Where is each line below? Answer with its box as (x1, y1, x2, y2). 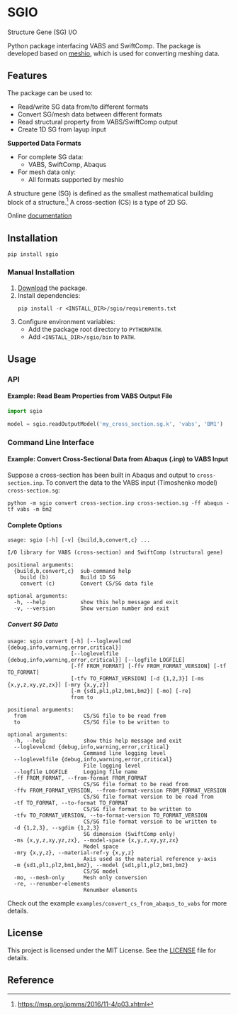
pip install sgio (7, 251, 59, 258)
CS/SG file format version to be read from (83, 793, 214, 800)
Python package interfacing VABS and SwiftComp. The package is (7, 41, 201, 50)
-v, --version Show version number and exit (13, 605, 170, 612)
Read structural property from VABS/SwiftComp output (17, 117, 178, 126)
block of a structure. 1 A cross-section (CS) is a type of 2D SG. (7, 196, 188, 206)
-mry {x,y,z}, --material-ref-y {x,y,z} (13, 849, 135, 856)
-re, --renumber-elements (13, 881, 91, 888)
